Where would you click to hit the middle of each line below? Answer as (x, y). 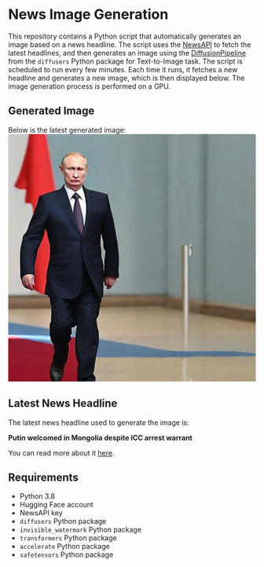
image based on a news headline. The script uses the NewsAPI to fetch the (130, 44)
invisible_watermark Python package (81, 530)
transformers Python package (68, 538)
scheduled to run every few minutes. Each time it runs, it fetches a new (123, 69)
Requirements (43, 477)
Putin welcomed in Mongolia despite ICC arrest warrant (100, 437)
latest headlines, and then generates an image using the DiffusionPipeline (127, 53)
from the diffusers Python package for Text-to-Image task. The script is (126, 61)
